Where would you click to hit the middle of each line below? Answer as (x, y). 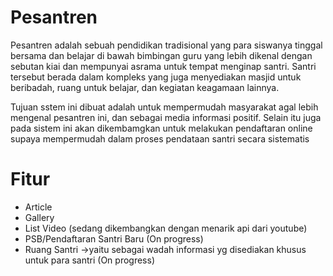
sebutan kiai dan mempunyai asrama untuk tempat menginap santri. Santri (163, 66)
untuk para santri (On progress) (90, 260)
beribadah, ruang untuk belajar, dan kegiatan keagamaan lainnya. (145, 87)
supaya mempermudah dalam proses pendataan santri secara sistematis (160, 138)
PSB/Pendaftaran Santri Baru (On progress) (114, 238)
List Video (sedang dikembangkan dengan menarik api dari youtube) (166, 228)
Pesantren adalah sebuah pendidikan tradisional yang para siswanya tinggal (166, 45)
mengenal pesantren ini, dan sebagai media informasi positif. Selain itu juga (166, 117)
